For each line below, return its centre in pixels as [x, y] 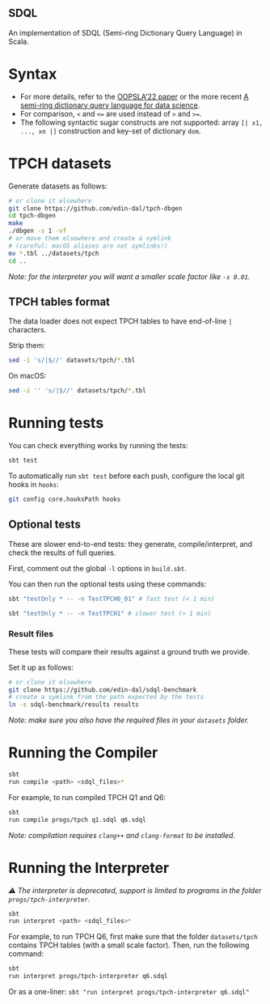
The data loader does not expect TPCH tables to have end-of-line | [120, 321]
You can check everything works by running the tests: [98, 446]
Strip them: [27, 345]
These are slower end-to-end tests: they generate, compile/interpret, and [131, 544]
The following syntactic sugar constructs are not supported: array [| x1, [141, 122]
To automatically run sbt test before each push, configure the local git [127, 476]
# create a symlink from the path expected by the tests [106, 697]
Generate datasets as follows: [58, 186]
